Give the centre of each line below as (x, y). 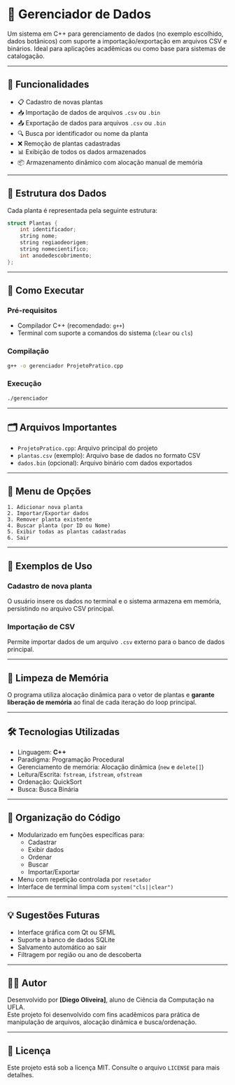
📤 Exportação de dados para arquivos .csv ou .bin (92, 122)
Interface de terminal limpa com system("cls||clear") (95, 887)
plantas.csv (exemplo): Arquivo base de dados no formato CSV (109, 455)
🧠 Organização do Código (64, 818)
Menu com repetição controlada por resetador (84, 879)
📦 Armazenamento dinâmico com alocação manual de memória (110, 162)
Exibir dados (46, 849)
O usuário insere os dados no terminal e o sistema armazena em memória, (114, 601)
